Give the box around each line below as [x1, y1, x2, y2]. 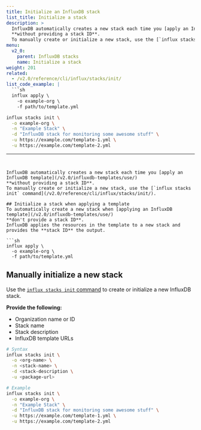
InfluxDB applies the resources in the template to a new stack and [6, 222, 181, 228]
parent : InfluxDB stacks [17, 53, 79, 59]
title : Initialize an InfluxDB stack [6, 8, 100, 15]
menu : [6, 43, 20, 49]
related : [6, 70, 28, 76]
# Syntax [6, 346, 28, 352]
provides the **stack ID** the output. [6, 227, 106, 233]
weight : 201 [6, 64, 36, 71]
